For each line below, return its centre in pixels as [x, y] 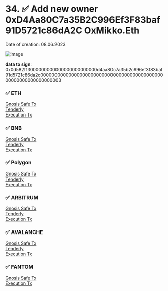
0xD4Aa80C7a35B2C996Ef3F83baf [83, 20]
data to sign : [18, 64]
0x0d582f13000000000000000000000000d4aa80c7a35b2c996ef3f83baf [84, 69]
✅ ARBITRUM [22, 197]
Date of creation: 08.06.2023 [35, 44]
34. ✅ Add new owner [52, 9]
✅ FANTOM [19, 267]
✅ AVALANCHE [24, 232]
